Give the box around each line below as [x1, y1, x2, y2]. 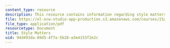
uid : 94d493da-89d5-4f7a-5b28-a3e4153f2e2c [5, 35, 99, 40]
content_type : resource [5, 7, 56, 12]
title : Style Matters [5, 30, 51, 35]
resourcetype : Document [5, 26, 56, 31]
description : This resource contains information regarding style [5, 12, 148, 17]
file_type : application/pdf [5, 21, 65, 26]
